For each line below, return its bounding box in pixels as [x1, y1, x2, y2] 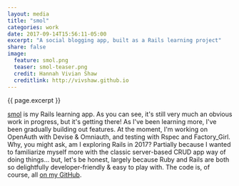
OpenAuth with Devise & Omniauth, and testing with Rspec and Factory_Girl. [7, 133, 230, 141]
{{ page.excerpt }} [7, 96, 61, 105]
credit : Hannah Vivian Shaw [14, 70, 98, 77]
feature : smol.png [14, 57, 69, 64]
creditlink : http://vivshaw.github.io [14, 76, 130, 84]
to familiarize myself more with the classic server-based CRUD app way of [7, 148, 226, 157]
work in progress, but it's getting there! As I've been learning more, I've [7, 118, 217, 126]
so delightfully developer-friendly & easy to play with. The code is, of [7, 163, 210, 172]
